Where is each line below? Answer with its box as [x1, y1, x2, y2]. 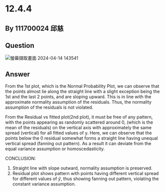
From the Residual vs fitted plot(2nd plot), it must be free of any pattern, [5, 114, 153, 120]
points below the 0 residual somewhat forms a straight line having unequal [5, 135, 158, 141]
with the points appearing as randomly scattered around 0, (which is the [5, 119, 154, 125]
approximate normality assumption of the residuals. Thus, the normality [5, 99, 152, 105]
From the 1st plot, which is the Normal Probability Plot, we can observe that [5, 83, 160, 89]
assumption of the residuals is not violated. [5, 104, 94, 110]
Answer [5, 70, 30, 78]
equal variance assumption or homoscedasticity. [5, 146, 105, 152]
